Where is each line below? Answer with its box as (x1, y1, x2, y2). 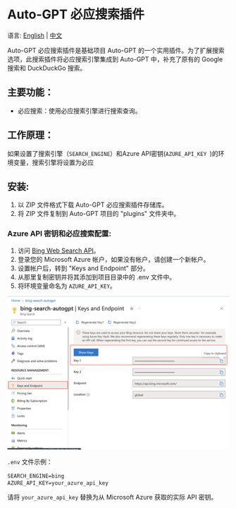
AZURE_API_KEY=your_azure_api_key (7, 480, 109, 487)
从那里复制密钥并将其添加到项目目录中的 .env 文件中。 (17, 272, 176, 281)
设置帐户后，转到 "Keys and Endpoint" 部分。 (17, 264, 149, 272)
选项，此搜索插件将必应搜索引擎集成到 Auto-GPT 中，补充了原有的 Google (7, 54, 223, 64)
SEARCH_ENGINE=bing (7, 473, 65, 480)
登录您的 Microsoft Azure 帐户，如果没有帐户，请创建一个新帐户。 (17, 255, 210, 263)
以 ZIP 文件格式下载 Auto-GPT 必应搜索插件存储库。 (17, 200, 168, 209)
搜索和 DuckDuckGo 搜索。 (7, 64, 87, 72)
